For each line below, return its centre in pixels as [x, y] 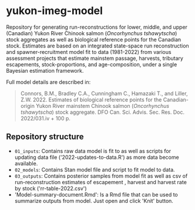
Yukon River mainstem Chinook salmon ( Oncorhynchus [102, 106]
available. [26, 163]
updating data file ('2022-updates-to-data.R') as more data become [97, 157]
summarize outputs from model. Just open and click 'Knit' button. [94, 201]
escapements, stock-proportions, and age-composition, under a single [92, 64]
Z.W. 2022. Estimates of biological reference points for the [91, 99]
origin [28, 106]
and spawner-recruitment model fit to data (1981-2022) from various [89, 52]
